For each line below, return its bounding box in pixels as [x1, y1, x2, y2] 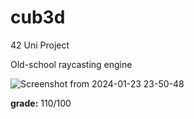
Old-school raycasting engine [10, 58, 133, 70]
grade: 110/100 [10, 97, 72, 109]
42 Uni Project [10, 39, 70, 51]
